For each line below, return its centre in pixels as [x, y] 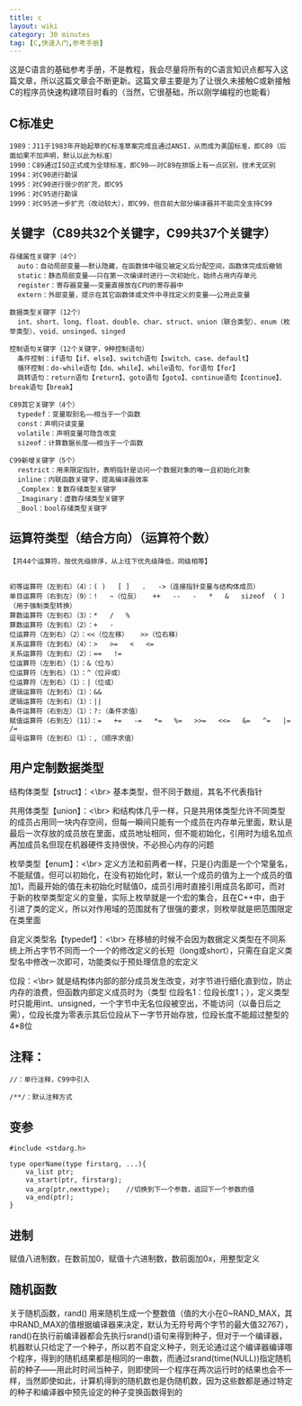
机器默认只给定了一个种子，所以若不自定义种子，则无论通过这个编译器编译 [147, 1347]
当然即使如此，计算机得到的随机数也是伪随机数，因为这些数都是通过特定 [159, 1381]
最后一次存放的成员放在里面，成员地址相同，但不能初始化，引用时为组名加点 [151, 833]
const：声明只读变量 [51, 424]
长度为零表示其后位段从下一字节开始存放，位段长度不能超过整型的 [167, 1014]
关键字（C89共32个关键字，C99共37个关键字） [143, 234]
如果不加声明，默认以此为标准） [66, 156]
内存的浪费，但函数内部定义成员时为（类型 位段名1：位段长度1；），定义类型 [150, 991]
